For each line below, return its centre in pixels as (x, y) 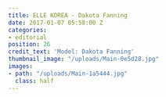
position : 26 (29, 45)
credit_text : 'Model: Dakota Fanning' (71, 52)
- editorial (27, 37)
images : (21, 66)
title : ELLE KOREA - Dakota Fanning (68, 15)
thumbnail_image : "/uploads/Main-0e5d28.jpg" (83, 59)
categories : (27, 30)
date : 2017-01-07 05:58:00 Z (56, 23)
